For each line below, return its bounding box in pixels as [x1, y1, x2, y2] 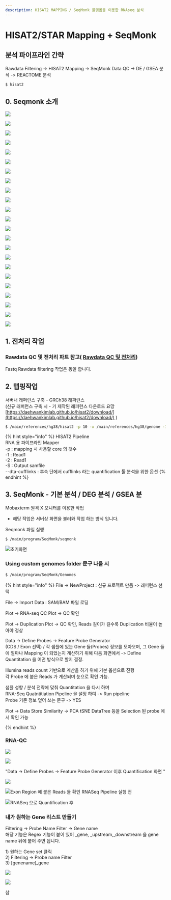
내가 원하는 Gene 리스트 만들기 [5, 813, 77, 821]
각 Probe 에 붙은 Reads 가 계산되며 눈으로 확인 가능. [5, 673, 109, 679]
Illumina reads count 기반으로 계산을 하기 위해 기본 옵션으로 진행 [5, 667, 135, 673]
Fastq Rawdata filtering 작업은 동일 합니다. [5, 366, 92, 372]
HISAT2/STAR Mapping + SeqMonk [5, 29, 157, 41]
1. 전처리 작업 [5, 337, 44, 345]
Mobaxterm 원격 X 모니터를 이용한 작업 [5, 505, 84, 511]
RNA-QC [5, 737, 27, 744]
